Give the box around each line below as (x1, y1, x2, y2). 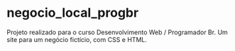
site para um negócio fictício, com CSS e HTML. (6, 35, 147, 43)
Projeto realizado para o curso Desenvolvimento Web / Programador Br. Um (6, 28, 228, 36)
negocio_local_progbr (6, 5, 139, 21)
